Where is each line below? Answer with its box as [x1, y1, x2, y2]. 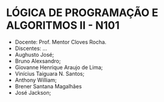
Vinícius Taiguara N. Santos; [14, 70, 85, 77]
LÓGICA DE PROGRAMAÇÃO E [6, 6, 159, 20]
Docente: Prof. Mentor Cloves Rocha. [14, 38, 107, 45]
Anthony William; [14, 76, 57, 84]
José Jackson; [14, 89, 51, 96]
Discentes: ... [14, 45, 48, 52]
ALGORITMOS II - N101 [6, 18, 120, 32]
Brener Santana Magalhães [14, 82, 82, 89]
